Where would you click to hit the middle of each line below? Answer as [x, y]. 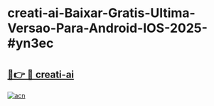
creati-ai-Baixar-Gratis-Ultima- [101, 13]
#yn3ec [31, 43]
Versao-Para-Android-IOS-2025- [108, 28]
